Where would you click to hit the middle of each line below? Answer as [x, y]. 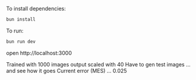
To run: [15, 31]
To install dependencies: [36, 9]
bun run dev [21, 41]
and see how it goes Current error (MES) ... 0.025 [67, 71]
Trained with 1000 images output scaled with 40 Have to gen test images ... [99, 64]
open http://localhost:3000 [39, 53]
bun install [21, 20]
